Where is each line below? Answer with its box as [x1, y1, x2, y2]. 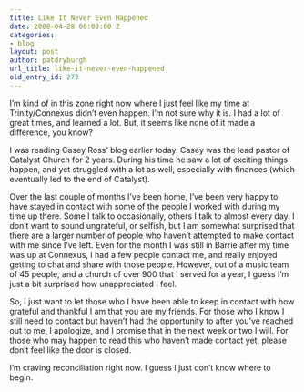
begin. [9, 371, 34, 383]
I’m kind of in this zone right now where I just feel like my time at [9, 98, 250, 108]
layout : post [9, 47, 59, 57]
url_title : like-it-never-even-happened [9, 65, 166, 74]
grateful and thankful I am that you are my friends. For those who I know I [9, 305, 285, 316]
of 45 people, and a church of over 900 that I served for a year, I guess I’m [9, 268, 289, 279]
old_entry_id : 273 [9, 73, 79, 82]
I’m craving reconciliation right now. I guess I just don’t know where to [9, 362, 271, 373]
